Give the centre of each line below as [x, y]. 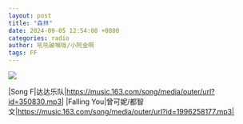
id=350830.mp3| [36, 102]
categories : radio [39, 38]
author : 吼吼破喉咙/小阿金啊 [51, 46]
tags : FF [23, 53]
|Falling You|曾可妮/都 [101, 102]
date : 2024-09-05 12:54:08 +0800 [64, 30]
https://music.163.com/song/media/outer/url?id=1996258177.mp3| [125, 112]
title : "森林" [31, 23]
